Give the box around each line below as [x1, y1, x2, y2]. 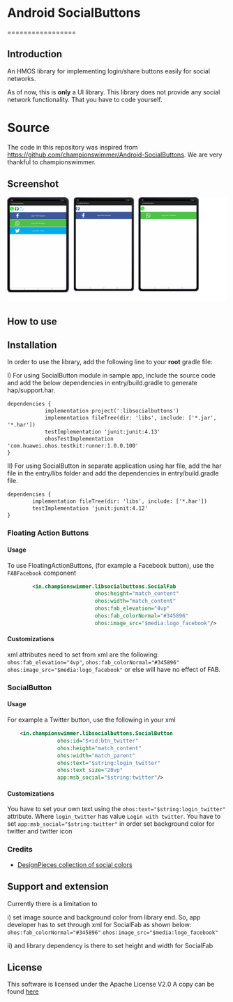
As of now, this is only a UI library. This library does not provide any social [7, 87, 220, 96]
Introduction [7, 48, 63, 60]
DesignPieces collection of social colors [17, 860, 133, 868]
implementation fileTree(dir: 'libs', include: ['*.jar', [44, 415, 217, 422]
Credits [7, 845, 33, 854]
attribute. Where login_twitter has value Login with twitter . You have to [7, 813, 221, 821]
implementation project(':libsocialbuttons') [44, 408, 179, 415]
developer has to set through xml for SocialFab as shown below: [7, 920, 192, 929]
